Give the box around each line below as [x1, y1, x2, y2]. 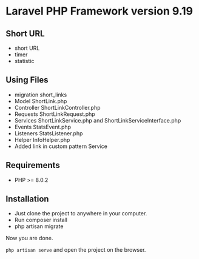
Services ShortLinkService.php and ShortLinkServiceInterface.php [14, 116, 181, 124]
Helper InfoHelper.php [14, 136, 70, 143]
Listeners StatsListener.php [14, 129, 83, 137]
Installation [5, 194, 49, 204]
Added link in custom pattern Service [14, 143, 107, 150]
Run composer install [14, 217, 68, 224]
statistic [14, 58, 35, 64]
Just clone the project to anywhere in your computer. [14, 210, 147, 217]
